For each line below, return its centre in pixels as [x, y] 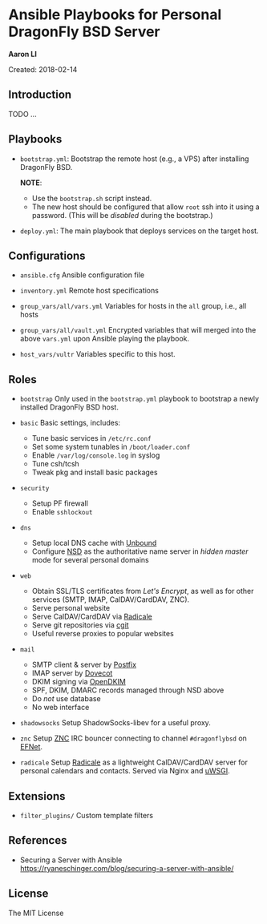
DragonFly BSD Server [84, 32]
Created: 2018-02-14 [43, 69]
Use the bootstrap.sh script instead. [92, 198]
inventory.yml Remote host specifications [89, 291]
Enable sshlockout [62, 512]
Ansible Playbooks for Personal [115, 15]
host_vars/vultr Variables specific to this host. [98, 354]
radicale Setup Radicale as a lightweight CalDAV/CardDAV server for [134, 762]
